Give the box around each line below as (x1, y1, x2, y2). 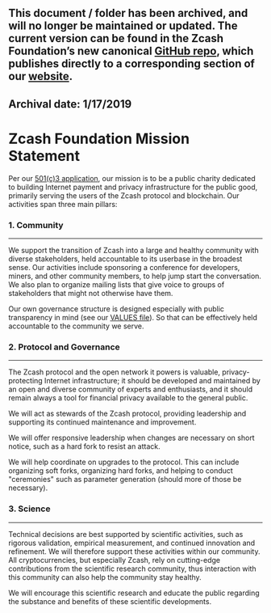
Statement (8, 146, 81, 165)
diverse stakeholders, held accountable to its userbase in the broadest (8, 254, 243, 264)
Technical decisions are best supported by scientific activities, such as (8, 529, 244, 539)
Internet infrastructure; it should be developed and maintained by (44, 376, 261, 386)
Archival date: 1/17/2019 (8, 97, 132, 111)
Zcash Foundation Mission (8, 129, 190, 148)
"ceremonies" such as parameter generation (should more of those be (8, 475, 242, 484)
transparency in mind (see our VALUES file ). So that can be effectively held (8, 313, 258, 323)
